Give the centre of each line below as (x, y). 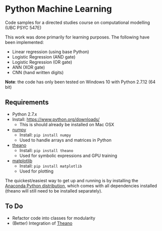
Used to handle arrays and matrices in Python (65, 140)
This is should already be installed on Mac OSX (67, 124)
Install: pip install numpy (45, 135)
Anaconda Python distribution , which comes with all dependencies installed (81, 186)
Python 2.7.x (25, 114)
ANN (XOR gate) (29, 67)
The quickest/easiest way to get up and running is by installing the (72, 180)
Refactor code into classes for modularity (54, 218)
